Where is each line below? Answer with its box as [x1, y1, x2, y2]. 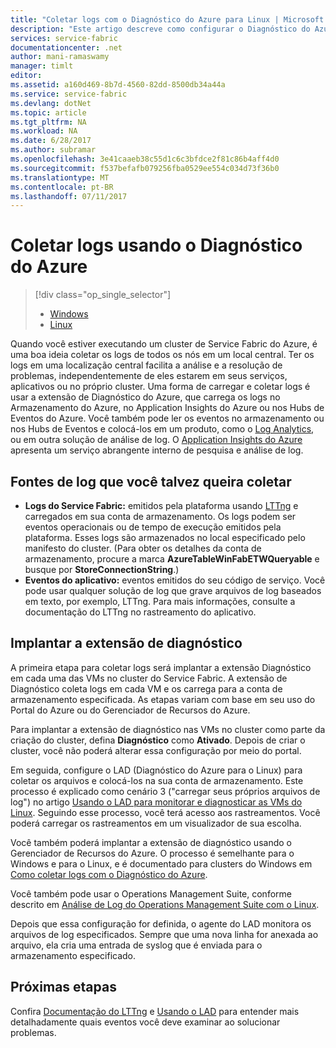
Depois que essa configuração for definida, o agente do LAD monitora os [10, 917, 312, 930]
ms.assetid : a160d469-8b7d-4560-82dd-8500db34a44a [10, 80, 226, 90]
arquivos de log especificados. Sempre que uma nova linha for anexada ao [10, 928, 319, 940]
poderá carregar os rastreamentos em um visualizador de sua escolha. [10, 817, 302, 829]
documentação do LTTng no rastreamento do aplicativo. [24, 606, 257, 618]
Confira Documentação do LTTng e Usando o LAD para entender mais [10, 1005, 300, 1017]
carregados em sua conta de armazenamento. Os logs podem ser [24, 511, 297, 522]
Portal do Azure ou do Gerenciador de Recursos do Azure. [10, 704, 251, 716]
